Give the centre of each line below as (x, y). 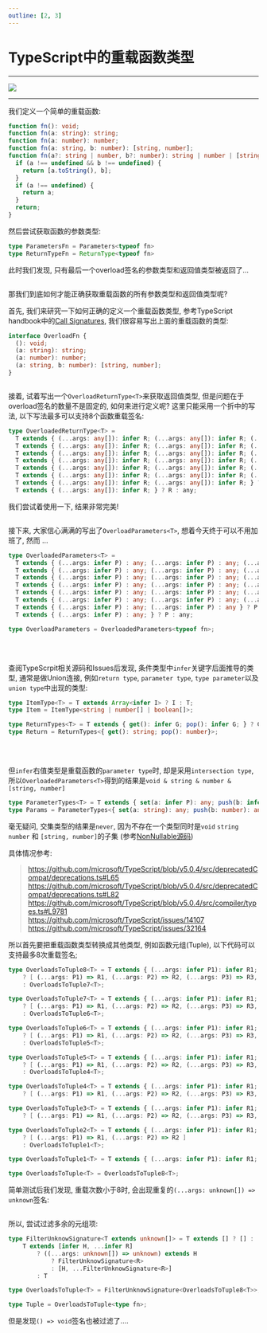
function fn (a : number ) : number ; (64, 141)
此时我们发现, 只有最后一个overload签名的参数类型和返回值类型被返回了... (128, 270)
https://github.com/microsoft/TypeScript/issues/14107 (116, 919)
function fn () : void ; (44, 126)
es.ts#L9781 (47, 911)
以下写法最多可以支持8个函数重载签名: (81, 416)
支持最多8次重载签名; (43, 955)
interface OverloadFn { (48, 335)
